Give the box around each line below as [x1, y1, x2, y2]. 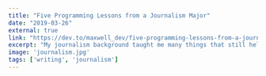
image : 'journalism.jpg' [8, 48, 90, 56]
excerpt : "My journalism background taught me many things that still [8, 41, 246, 49]
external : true [8, 26, 59, 34]
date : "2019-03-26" [8, 19, 73, 27]
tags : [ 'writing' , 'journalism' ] [8, 56, 119, 64]
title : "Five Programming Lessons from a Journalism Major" [8, 11, 211, 20]
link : [8, 33, 26, 42]
